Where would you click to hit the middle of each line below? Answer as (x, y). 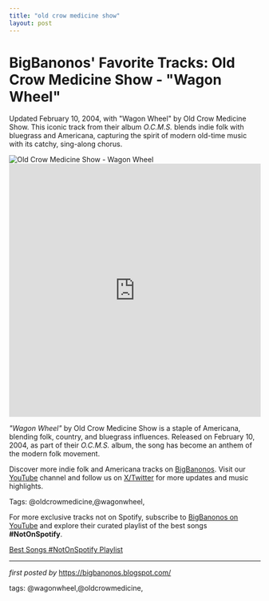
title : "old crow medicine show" (65, 16)
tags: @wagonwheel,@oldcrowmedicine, (76, 588)
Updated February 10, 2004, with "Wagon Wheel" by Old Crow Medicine (128, 119)
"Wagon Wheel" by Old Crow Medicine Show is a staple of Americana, (125, 428)
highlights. (26, 486)
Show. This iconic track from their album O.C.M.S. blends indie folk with (127, 127)
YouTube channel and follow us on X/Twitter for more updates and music (129, 478)
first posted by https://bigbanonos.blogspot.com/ (90, 573)
